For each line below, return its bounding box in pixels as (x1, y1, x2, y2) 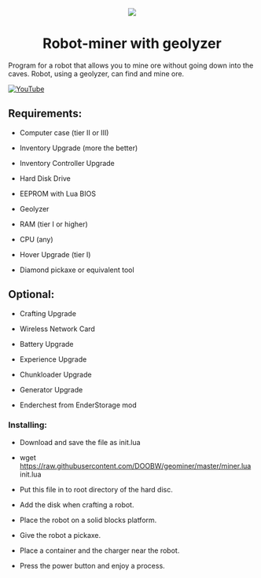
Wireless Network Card (19, 324, 96, 333)
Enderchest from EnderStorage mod (19, 400, 137, 410)
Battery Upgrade (19, 339, 74, 348)
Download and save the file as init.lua (19, 437, 141, 447)
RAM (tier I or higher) (19, 219, 88, 229)
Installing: (8, 420, 47, 431)
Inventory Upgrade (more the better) (19, 143, 138, 153)
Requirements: (8, 107, 83, 120)
